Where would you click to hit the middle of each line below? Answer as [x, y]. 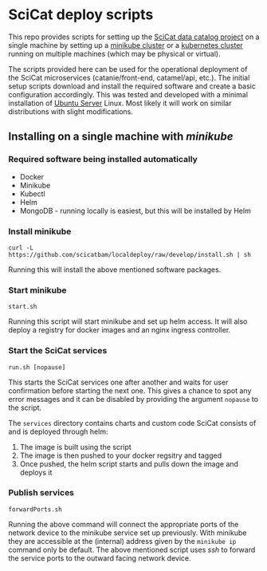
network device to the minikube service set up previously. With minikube [128, 533]
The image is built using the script [75, 447]
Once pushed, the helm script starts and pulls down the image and [129, 463]
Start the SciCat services [58, 351]
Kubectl [32, 194]
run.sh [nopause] [37, 367]
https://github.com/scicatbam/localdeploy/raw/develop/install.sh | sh [130, 254]
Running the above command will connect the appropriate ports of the [124, 524]
